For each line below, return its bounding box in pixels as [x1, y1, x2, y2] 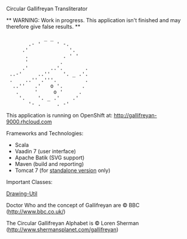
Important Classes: [6, 179, 53, 185]
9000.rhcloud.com [6, 118, 52, 125]
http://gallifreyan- [113, 112, 157, 119]
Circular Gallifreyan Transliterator [6, 5, 88, 12]
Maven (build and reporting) [14, 161, 84, 167]
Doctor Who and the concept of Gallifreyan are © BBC [6, 202, 140, 208]
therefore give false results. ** [6, 23, 81, 30]
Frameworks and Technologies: [6, 130, 84, 137]
